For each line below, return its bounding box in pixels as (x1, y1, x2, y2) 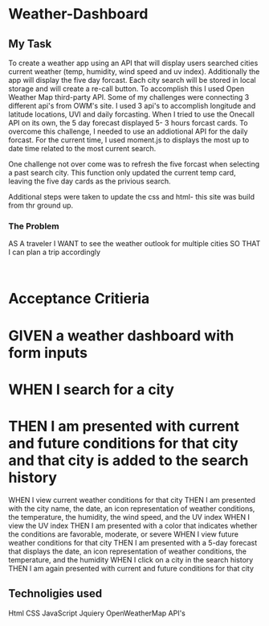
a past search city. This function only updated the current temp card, (8, 168, 236, 177)
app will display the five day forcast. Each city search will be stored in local (8, 76, 256, 84)
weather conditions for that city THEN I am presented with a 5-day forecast (8, 537, 258, 547)
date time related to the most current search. (8, 144, 157, 153)
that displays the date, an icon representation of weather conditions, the (8, 546, 247, 556)
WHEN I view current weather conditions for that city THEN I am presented (8, 495, 255, 505)
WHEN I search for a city (8, 380, 175, 398)
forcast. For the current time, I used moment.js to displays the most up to (8, 135, 250, 145)
